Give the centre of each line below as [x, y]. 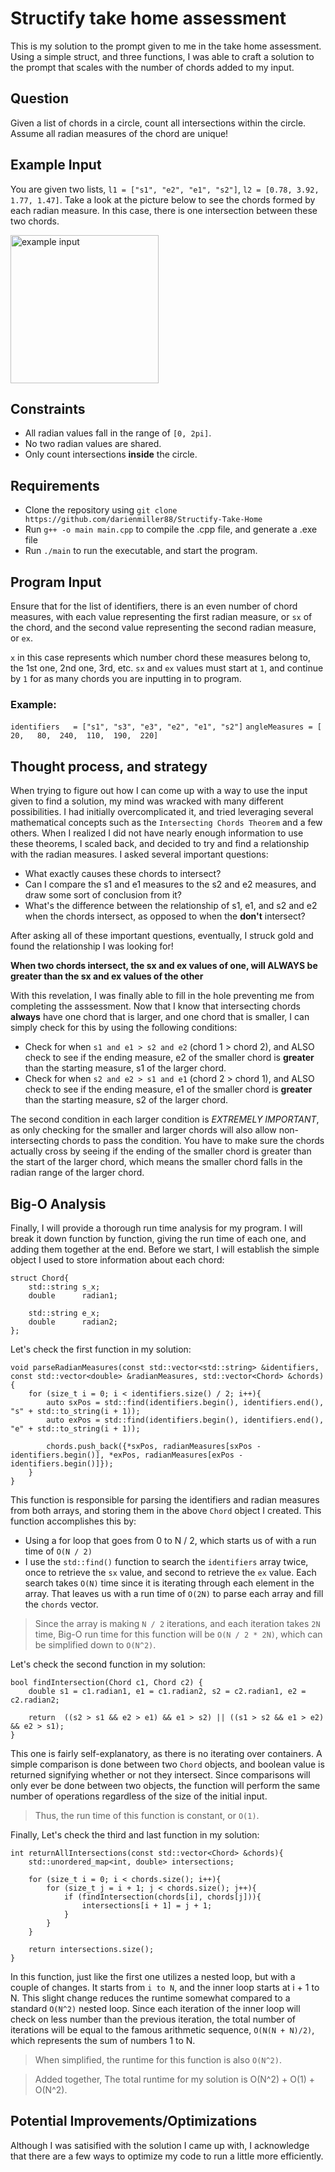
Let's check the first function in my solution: [101, 1349]
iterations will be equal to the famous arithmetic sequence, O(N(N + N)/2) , [162, 2029]
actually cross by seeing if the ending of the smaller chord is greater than [161, 1151]
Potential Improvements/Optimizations [134, 2121]
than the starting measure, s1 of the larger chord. [125, 1068]
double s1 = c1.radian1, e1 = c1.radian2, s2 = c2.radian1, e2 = [167, 1691]
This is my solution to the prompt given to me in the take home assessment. [166, 46]
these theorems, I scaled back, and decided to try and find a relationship [160, 844]
